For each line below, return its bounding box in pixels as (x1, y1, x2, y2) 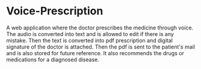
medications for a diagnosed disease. (6, 56, 99, 63)
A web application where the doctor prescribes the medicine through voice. (6, 24, 194, 31)
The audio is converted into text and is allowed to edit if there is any (6, 30, 175, 37)
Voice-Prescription (6, 4, 104, 18)
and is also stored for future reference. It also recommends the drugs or (6, 49, 185, 56)
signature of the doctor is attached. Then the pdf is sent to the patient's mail (6, 43, 196, 50)
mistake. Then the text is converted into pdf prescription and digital (6, 37, 173, 44)
